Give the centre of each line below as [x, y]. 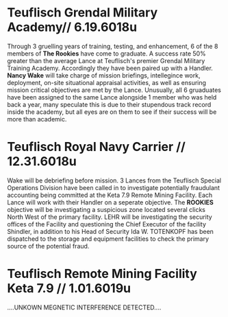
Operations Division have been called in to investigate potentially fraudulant [114, 187]
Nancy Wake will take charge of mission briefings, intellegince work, [104, 75]
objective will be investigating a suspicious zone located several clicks [106, 209]
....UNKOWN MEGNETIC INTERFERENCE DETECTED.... [84, 307]
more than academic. [37, 119]
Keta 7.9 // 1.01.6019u [69, 289]
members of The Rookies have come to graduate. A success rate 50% [107, 54]
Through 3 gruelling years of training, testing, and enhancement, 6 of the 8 [113, 46]
